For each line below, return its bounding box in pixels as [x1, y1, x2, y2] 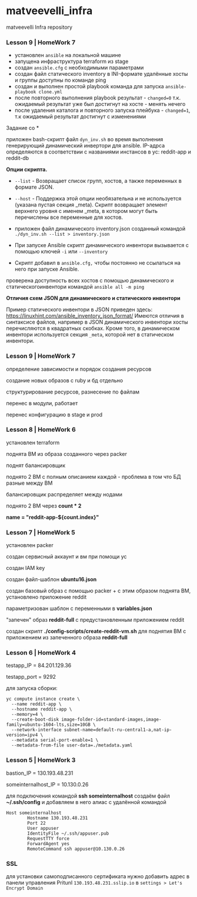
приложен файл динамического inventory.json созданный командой [14, 225, 186, 232]
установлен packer [6, 542, 54, 549]
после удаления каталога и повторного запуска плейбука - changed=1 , [14, 107, 191, 114]
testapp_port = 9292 [6, 673, 56, 681]
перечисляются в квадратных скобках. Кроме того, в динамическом [6, 325, 180, 332]
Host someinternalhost [6, 810, 62, 816]
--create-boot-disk [11, 716, 59, 723]
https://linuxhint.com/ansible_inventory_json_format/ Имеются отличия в [6, 312, 184, 319]
